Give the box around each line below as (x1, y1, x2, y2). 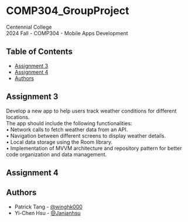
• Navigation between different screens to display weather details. (6, 132, 166, 139)
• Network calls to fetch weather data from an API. (6, 126, 128, 133)
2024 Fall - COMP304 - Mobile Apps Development (6, 29, 128, 36)
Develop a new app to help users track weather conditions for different (6, 107, 177, 114)
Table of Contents (6, 47, 73, 57)
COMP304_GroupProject (6, 4, 129, 18)
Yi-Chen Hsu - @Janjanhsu (14, 209, 81, 216)
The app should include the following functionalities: (6, 119, 132, 127)
